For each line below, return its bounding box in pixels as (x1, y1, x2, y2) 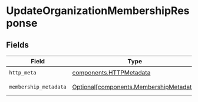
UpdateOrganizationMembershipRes (6, 4, 190, 18)
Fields (6, 40, 29, 50)
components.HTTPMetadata (72, 69, 151, 77)
